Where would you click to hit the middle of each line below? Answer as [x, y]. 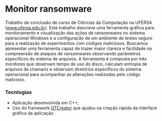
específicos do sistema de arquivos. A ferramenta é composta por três [76, 59]
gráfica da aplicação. [33, 113]
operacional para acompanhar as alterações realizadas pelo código [73, 74]
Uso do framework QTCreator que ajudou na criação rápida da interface [84, 108]
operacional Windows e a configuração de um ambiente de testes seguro [79, 38]
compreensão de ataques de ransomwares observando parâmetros [73, 53]
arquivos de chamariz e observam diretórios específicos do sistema [73, 69]
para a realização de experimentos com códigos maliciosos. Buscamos [76, 43]
